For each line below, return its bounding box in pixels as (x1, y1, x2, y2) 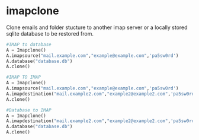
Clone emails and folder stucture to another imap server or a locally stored (6, 24, 188, 31)
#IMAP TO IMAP (6, 74, 41, 81)
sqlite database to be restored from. (6, 30, 94, 37)
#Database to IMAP (6, 107, 52, 113)
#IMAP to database (6, 42, 52, 47)
